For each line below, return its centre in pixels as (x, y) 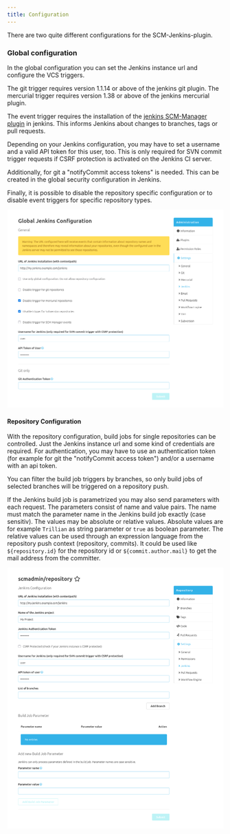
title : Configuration (38, 14)
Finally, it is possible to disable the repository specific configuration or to (110, 193)
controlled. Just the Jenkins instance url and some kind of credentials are (111, 444)
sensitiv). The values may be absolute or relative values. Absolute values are (115, 522)
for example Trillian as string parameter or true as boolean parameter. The (115, 529)
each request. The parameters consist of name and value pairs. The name (112, 507)
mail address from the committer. (54, 558)
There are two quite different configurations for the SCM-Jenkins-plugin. (110, 35)
